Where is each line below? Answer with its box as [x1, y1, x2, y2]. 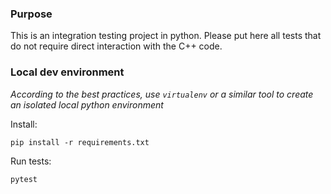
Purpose [10, 7, 53, 21]
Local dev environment [10, 65, 125, 79]
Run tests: [10, 155, 52, 167]
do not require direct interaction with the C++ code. [10, 40, 223, 52]
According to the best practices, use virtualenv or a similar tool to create [10, 88, 314, 100]
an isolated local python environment [10, 98, 164, 111]
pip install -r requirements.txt [10, 137, 150, 147]
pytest [10, 174, 38, 184]
